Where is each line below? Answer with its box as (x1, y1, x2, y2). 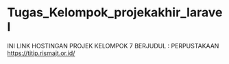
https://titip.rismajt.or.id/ (7, 49, 75, 57)
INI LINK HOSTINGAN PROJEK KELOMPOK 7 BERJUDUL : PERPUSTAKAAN (7, 42, 219, 50)
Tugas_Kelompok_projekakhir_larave (7, 5, 223, 20)
